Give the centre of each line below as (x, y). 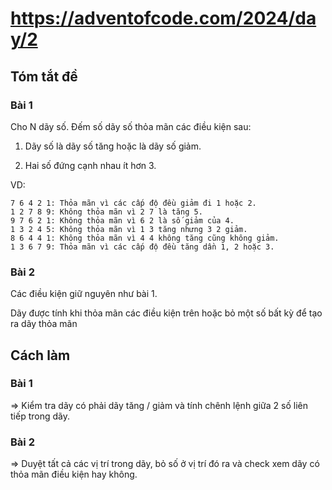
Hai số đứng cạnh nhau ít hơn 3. (90, 165)
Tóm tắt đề (44, 76)
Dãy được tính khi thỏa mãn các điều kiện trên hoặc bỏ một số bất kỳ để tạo (166, 313)
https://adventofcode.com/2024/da (163, 18)
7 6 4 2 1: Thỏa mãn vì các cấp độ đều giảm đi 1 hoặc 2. (133, 203)
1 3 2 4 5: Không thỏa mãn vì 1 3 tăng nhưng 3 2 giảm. (129, 229)
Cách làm (40, 355)
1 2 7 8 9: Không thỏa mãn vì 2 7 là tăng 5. (106, 212)
